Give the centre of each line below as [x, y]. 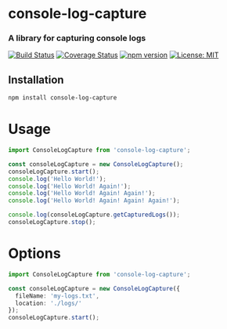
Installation [36, 80]
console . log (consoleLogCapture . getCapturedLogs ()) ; [94, 215]
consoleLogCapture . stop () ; [52, 222]
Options [34, 253]
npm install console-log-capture [63, 98]
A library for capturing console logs [77, 38]
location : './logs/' [49, 303]
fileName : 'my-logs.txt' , [58, 296]
